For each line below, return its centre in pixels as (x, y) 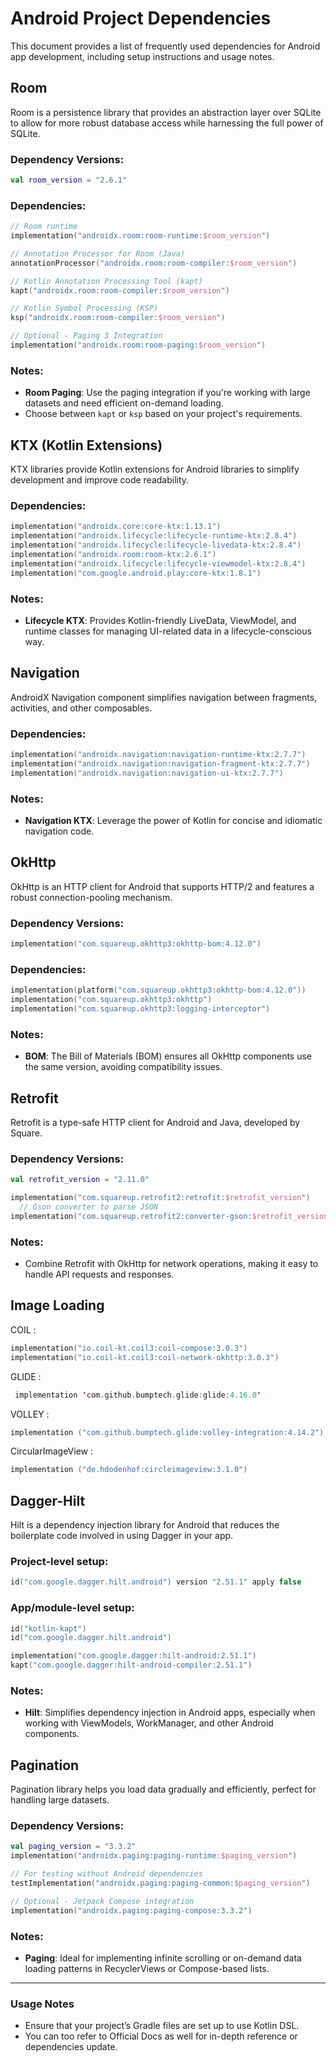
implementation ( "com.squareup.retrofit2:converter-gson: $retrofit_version (169, 1216)
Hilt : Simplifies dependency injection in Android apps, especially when (170, 1713)
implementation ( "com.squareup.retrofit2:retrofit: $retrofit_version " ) (160, 1198)
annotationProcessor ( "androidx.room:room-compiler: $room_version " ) (154, 263)
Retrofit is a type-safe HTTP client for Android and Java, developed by (155, 1122)
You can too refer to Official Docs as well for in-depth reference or (161, 2036)
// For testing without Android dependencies (106, 1874)
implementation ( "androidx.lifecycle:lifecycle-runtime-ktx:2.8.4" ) (154, 536)
